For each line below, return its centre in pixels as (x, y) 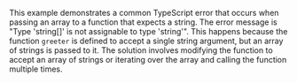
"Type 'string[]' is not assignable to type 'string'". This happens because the (148, 31)
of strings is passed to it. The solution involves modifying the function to (141, 50)
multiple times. (36, 69)
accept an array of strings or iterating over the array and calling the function (148, 60)
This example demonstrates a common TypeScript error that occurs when (144, 13)
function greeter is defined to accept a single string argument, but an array (146, 41)
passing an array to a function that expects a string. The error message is (143, 22)
